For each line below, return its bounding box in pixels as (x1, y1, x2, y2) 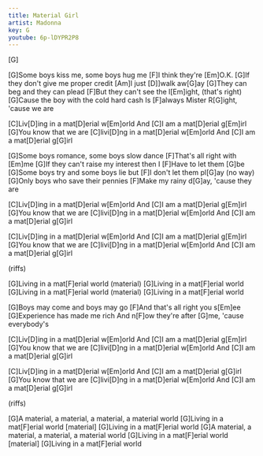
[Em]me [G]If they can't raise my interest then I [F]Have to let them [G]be (8, 159, 246, 169)
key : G (8, 26, 30, 34)
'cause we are (8, 104, 54, 113)
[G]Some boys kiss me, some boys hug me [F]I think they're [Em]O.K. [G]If (8, 70, 250, 80)
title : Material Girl (8, 11, 80, 20)
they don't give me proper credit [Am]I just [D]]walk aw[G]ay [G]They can (8, 79, 247, 88)
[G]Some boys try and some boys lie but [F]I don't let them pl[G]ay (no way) (8, 168, 255, 177)
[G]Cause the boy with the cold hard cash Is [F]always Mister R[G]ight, (8, 95, 238, 105)
